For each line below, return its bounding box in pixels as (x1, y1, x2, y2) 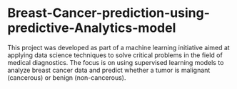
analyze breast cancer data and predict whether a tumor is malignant (7, 66, 211, 74)
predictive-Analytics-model (7, 20, 176, 36)
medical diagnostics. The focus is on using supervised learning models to (7, 58, 224, 66)
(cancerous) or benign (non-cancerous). (7, 73, 126, 82)
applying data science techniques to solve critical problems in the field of (7, 51, 223, 59)
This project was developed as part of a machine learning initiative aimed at (7, 43, 230, 52)
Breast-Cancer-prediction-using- (7, 5, 211, 21)
